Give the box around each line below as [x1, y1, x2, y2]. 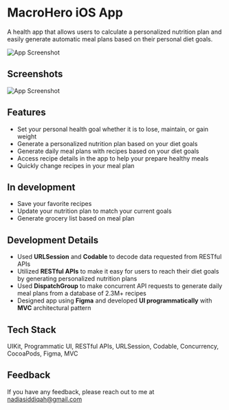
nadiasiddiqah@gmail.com [7, 395, 83, 403]
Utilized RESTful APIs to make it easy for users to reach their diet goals [17, 267, 219, 276]
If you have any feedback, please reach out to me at [7, 387, 155, 396]
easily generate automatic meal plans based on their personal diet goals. [7, 34, 213, 43]
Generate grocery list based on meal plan [17, 214, 135, 223]
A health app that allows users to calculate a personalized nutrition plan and [7, 28, 222, 36]
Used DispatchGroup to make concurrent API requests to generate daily [17, 282, 223, 290]
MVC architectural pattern [17, 304, 91, 312]
